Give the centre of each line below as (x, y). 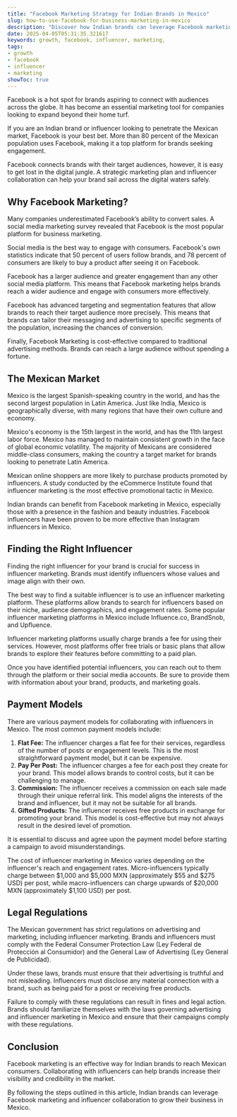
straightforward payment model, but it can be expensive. (100, 758)
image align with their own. (47, 581)
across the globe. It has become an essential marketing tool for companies (116, 107)
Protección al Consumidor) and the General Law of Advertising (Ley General (118, 952)
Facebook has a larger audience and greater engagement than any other (113, 276)
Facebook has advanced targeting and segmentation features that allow (112, 305)
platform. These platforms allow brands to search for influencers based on (115, 602)
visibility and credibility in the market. (61, 1079)
